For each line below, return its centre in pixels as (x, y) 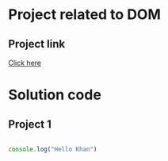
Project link (37, 44)
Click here (25, 63)
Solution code (55, 95)
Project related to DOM (84, 15)
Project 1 (30, 124)
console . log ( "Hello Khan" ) (53, 149)
